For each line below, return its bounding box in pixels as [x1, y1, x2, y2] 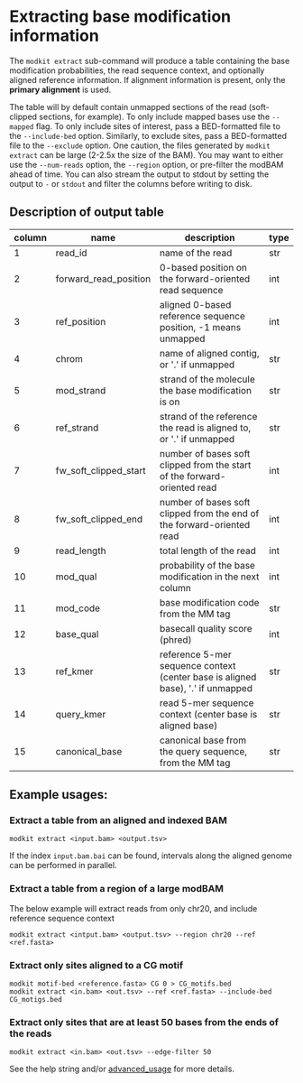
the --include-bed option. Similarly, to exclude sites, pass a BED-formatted [9, 130, 287, 141]
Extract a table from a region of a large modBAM [9, 883, 224, 895]
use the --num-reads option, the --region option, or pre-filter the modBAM [9, 159, 284, 170]
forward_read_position [55, 273, 151, 285]
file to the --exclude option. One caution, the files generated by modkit [9, 140, 271, 151]
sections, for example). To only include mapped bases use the [39, 111, 271, 122]
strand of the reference [159, 410, 258, 422]
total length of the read [159, 544, 257, 557]
